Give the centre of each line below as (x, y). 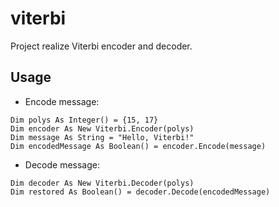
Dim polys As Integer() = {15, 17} (84, 120)
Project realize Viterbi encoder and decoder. (101, 46)
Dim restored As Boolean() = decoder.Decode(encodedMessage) (140, 192)
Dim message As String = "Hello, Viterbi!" (102, 137)
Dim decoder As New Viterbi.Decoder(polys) (102, 183)
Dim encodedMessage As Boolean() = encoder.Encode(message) (138, 146)
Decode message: (62, 164)
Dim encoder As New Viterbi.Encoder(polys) (102, 128)
